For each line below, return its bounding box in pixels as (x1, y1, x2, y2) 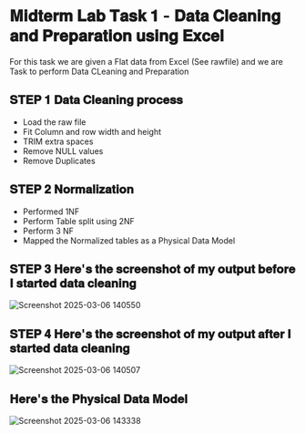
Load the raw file (22, 116, 86, 128)
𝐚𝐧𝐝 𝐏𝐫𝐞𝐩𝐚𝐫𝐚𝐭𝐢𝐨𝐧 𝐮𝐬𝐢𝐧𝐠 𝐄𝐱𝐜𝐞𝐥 (9, 26, 225, 46)
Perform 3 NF (22, 225, 75, 236)
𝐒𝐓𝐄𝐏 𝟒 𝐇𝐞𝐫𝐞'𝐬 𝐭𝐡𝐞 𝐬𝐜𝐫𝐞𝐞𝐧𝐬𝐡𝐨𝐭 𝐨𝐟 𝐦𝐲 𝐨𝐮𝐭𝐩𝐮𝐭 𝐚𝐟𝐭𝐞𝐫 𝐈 (9, 325, 291, 342)
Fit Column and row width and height (22, 126, 162, 137)
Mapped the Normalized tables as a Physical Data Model (22, 234, 236, 246)
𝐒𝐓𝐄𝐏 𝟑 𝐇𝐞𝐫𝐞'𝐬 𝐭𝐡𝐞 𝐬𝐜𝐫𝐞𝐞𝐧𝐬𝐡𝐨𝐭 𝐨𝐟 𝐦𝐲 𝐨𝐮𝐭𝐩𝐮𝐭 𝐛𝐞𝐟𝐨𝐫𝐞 (9, 261, 296, 276)
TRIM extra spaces (22, 136, 94, 147)
